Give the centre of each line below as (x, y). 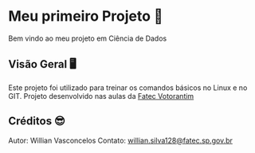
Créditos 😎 (37, 122)
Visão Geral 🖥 (43, 64)
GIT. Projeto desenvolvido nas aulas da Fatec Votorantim (101, 96)
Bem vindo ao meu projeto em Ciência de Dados (88, 38)
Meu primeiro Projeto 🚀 (86, 16)
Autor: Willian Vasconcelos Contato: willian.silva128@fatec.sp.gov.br (121, 140)
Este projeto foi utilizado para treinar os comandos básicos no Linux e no (128, 88)
